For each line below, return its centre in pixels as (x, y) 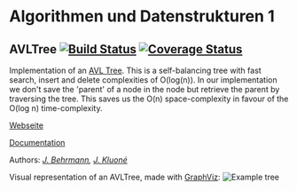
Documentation (37, 143)
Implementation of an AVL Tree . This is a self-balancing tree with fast (135, 70)
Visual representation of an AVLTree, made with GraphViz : (115, 177)
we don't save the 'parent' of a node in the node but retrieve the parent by (145, 89)
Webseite (27, 125)
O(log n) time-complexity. (56, 108)
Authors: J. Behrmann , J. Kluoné (68, 160)
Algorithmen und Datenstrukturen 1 (142, 16)
